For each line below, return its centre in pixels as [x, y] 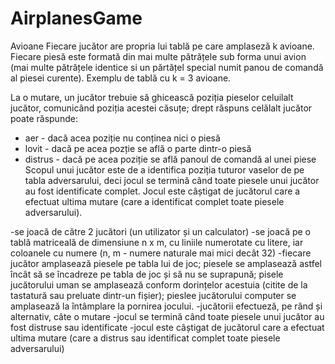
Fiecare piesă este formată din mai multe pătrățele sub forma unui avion [158, 56]
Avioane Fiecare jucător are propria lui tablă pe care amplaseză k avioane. [162, 46]
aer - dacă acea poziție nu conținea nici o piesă [122, 138]
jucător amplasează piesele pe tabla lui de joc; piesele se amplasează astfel [166, 263]
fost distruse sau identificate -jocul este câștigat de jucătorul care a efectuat [167, 327]
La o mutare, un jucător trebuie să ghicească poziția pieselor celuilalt [152, 97]
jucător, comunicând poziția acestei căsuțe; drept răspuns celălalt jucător [161, 108]
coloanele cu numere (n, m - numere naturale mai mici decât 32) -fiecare [161, 253]
